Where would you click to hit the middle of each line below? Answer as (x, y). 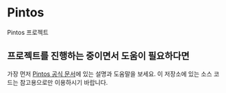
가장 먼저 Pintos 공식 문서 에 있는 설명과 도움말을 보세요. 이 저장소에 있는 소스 (110, 74)
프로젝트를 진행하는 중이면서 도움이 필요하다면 (98, 56)
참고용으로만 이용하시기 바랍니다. (64, 82)
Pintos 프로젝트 (28, 32)
